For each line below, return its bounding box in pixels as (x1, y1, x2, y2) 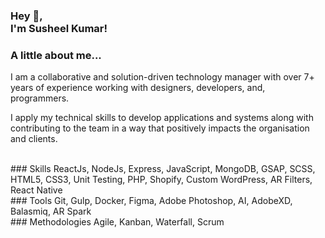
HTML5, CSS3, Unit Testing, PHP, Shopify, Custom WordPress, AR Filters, (10, 174, 313, 186)
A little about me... (10, 48, 102, 62)
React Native (10, 184, 63, 196)
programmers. (10, 92, 70, 104)
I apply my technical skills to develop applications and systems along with (10, 112, 314, 124)
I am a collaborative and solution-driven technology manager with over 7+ (10, 71, 315, 83)
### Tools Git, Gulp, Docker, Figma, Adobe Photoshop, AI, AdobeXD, (10, 195, 293, 207)
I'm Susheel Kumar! (10, 21, 108, 35)
